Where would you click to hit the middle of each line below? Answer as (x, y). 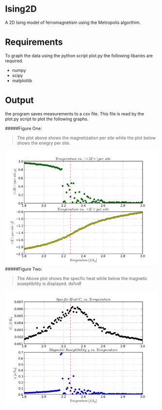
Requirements (34, 42)
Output (19, 100)
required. (14, 61)
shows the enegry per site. (44, 143)
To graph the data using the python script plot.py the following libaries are (79, 56)
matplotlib (22, 80)
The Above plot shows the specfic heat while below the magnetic (82, 278)
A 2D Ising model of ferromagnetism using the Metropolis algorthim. (73, 22)
